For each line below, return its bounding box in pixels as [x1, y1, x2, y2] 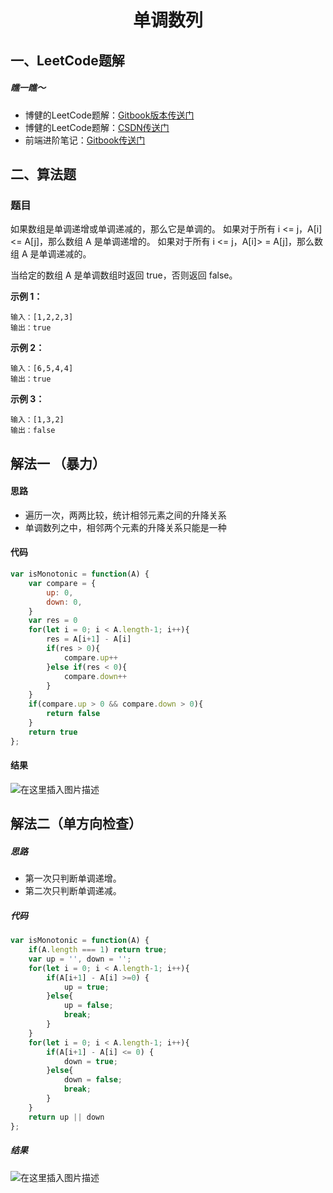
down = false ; [63, 1075, 123, 1085]
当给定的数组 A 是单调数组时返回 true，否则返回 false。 [10, 269, 238, 281]
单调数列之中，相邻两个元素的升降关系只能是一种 [24, 521, 227, 533]
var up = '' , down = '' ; [28, 954, 132, 964]
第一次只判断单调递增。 [24, 872, 122, 885]
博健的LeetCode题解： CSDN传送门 [24, 121, 170, 133]
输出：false [10, 426, 56, 436]
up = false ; [63, 1001, 114, 1011]
